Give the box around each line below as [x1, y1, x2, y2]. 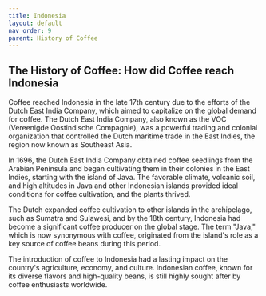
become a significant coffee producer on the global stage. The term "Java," [8, 222, 256, 232]
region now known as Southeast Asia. [8, 140, 133, 150]
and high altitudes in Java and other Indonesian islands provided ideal [8, 181, 238, 190]
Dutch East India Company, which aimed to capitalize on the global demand [8, 106, 257, 116]
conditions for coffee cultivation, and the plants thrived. [8, 190, 191, 199]
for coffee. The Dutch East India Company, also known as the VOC [8, 114, 227, 124]
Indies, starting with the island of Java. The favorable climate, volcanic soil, [8, 173, 256, 182]
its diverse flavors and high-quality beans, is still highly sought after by [8, 271, 241, 281]
